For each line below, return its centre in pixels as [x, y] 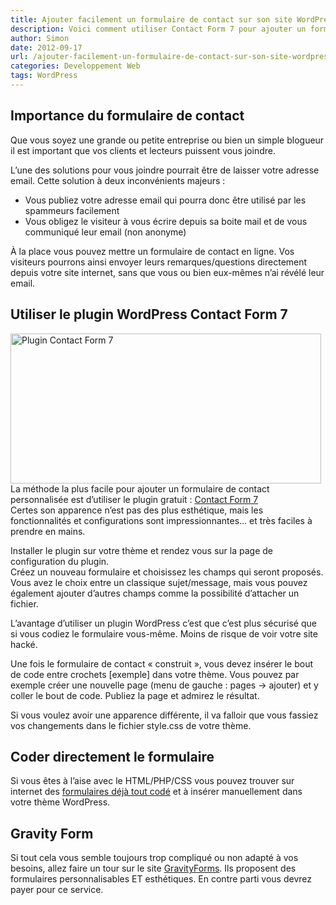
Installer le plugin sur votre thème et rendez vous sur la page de [141, 550]
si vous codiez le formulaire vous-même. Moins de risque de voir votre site [164, 633]
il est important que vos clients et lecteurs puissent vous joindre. [143, 150]
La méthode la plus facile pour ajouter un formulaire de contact [140, 488]
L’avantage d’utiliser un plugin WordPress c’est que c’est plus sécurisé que [163, 623]
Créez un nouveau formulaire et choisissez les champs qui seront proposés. [167, 572]
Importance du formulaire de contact [127, 116]
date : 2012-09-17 [46, 47]
